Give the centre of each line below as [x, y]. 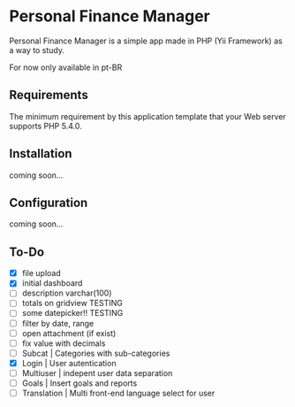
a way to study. [37, 50]
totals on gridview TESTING [72, 303]
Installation [41, 154]
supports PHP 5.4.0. [45, 126]
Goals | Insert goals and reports [79, 383]
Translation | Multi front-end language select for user [118, 393]
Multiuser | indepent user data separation [97, 372]
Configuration [49, 202]
